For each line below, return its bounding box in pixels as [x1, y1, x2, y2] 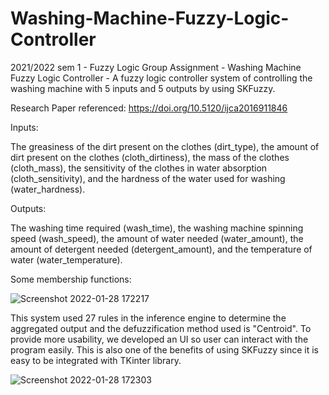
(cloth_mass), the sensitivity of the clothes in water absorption [10, 162, 268, 174]
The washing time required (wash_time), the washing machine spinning [10, 222, 304, 234]
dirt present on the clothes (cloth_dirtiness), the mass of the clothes [10, 151, 290, 163]
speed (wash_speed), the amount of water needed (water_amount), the [10, 232, 304, 244]
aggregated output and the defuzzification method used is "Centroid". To [10, 322, 312, 334]
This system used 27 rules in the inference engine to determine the [10, 312, 287, 324]
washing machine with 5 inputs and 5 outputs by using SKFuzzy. [10, 82, 276, 94]
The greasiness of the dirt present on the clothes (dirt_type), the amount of [10, 140, 320, 152]
